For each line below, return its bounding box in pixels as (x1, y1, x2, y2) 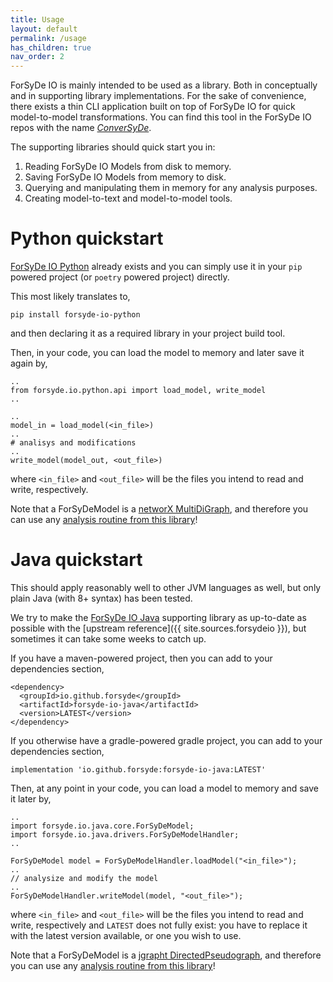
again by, (10, 357, 48, 370)
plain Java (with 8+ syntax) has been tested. (10, 592, 193, 604)
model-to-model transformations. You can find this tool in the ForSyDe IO (10, 111, 312, 123)
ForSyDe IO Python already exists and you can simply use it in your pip (10, 261, 303, 273)
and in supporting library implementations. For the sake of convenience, (10, 90, 307, 102)
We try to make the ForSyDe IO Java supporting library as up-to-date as (10, 612, 307, 623)
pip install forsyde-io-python (10, 310, 141, 320)
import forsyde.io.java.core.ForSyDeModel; (10, 821, 195, 831)
